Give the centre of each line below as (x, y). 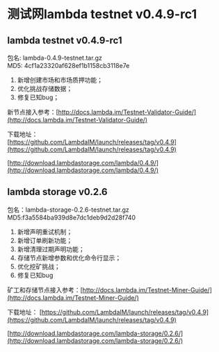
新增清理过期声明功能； (51, 249)
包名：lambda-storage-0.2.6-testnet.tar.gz (68, 210)
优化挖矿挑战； (39, 266)
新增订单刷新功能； (45, 240)
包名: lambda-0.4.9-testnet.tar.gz (55, 58)
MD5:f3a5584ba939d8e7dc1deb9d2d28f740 (72, 217)
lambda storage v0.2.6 (57, 192)
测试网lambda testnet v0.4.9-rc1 (102, 14)
